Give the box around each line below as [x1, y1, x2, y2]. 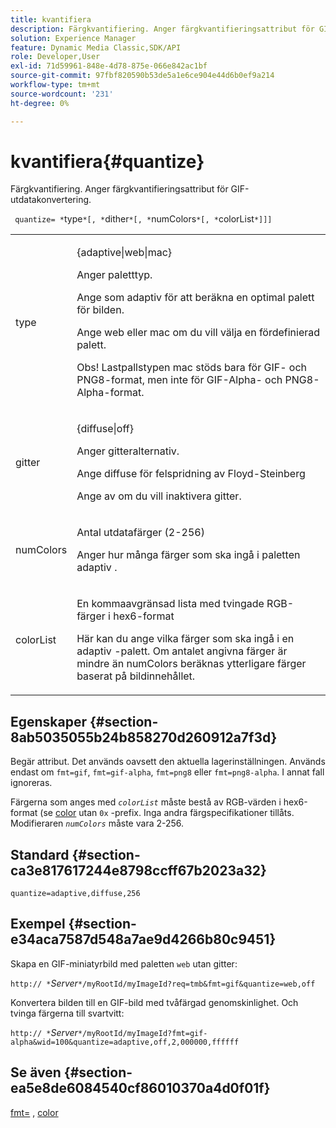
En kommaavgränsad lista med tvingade [76, 597, 265, 611]
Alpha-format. [76, 386, 145, 400]
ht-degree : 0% [10, 98, 70, 108]
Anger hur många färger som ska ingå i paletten [76, 548, 301, 562]
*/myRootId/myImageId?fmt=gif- [77, 1028, 208, 1038]
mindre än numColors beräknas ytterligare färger [76, 657, 307, 671]
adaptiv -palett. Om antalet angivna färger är [76, 644, 288, 658]
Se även [10, 1064, 62, 1081]
